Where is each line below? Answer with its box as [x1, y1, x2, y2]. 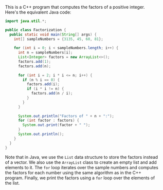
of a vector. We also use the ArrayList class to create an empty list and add [5, 159, 157, 165]
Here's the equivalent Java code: [5, 9, 72, 15]
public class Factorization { [5, 27, 67, 32]
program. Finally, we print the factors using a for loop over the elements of [5, 175, 155, 181]
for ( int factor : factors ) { [18, 118, 79, 123]
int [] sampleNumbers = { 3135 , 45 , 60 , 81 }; [14, 37, 104, 41]
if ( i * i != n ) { [26, 86, 64, 92]
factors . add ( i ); [26, 82, 60, 87]
